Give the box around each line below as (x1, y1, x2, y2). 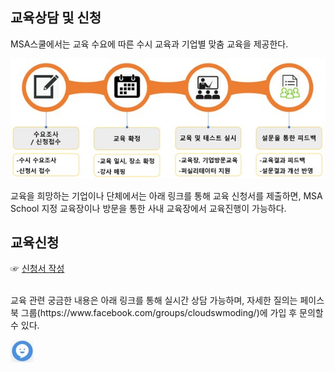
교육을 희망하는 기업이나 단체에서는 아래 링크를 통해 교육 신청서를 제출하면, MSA (10, 189, 323, 202)
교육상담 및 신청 (10, 9, 102, 27)
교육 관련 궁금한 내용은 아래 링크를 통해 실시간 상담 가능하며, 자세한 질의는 (10, 294, 298, 307)
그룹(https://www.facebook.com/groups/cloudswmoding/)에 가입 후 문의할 (20, 307, 324, 319)
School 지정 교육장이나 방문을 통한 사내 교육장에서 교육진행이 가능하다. (10, 202, 287, 214)
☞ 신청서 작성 (10, 263, 65, 275)
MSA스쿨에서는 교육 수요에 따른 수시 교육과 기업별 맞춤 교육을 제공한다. (10, 38, 289, 50)
